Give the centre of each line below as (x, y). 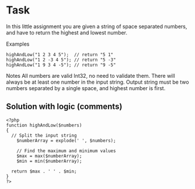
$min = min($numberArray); (49, 161)
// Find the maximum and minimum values (66, 151)
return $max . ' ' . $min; (44, 171)
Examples (18, 44)
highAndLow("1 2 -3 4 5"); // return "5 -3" (61, 60)
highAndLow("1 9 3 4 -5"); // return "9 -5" (61, 65)
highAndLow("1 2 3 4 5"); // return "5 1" (60, 54)
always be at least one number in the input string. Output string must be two (97, 82)
